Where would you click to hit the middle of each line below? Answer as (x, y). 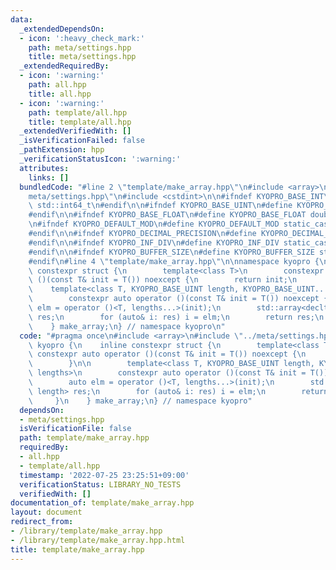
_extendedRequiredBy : (64, 66)
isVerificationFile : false (75, 429)
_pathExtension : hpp (62, 150)
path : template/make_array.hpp (84, 438)
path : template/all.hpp (78, 112)
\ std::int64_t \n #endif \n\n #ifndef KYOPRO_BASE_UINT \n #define (160, 206)
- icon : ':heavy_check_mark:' (82, 38)
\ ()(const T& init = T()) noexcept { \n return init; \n (163, 280)
